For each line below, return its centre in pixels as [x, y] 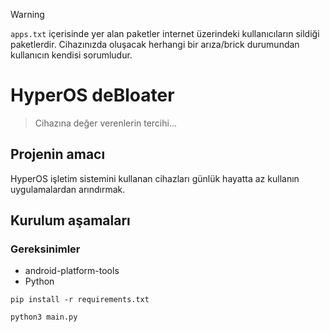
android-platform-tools [72, 271]
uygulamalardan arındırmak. [68, 189]
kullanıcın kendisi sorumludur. [71, 55]
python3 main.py [44, 317]
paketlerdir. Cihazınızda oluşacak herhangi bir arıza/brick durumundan [155, 44]
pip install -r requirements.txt [80, 300]
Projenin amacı [58, 154]
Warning [27, 14]
